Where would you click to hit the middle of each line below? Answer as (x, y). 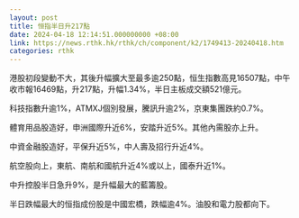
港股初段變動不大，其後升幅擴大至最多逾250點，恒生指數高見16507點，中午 (150, 78)
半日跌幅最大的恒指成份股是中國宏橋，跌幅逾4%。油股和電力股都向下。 (142, 204)
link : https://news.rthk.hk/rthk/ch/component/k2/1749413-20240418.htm (146, 43)
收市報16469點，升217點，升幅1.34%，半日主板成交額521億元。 (128, 89)
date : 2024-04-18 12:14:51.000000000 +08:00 (94, 34)
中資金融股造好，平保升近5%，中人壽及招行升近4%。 (109, 147)
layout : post (34, 18)
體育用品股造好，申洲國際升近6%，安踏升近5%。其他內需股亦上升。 (136, 128)
